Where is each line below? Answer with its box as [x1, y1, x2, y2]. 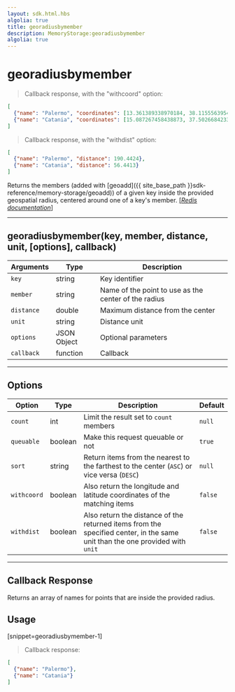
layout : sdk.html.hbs [7, 10, 71, 18]
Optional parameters [100, 332, 168, 342]
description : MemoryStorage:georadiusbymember [7, 29, 145, 37]
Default [199, 400, 225, 410]
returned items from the [83, 519, 162, 529]
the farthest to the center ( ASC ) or [83, 461, 192, 471]
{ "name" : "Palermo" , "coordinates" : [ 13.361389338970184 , [13, 109, 187, 116]
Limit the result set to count [83, 412, 173, 422]
